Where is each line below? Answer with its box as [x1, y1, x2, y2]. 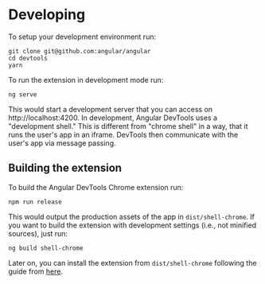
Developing [8, 6, 86, 24]
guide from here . [8, 266, 64, 276]
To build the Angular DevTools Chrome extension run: [8, 182, 184, 192]
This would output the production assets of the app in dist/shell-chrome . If [8, 212, 255, 221]
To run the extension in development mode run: [8, 75, 164, 84]
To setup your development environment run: [8, 32, 157, 41]
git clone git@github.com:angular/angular [8, 47, 151, 55]
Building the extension [8, 161, 122, 175]
